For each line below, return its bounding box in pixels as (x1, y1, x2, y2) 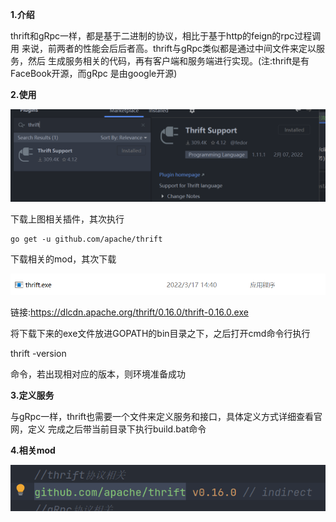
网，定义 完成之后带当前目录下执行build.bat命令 (10, 423, 207, 435)
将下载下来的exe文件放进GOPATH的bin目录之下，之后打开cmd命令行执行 (10, 328, 311, 340)
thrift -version (10, 348, 67, 360)
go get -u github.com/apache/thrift (10, 234, 163, 244)
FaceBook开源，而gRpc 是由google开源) (10, 68, 178, 79)
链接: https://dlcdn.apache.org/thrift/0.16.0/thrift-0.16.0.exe (10, 306, 249, 318)
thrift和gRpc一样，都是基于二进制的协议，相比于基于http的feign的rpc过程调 (10, 30, 322, 42)
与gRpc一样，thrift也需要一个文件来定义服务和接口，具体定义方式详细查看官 (10, 411, 323, 423)
